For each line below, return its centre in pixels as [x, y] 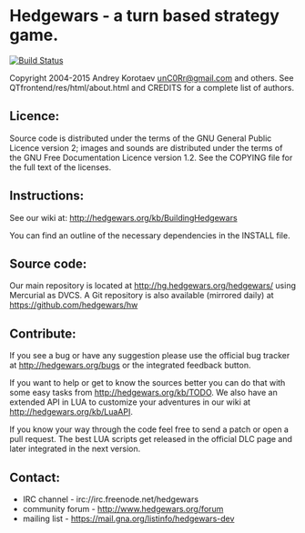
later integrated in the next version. [75, 449]
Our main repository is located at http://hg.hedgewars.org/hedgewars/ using [153, 286]
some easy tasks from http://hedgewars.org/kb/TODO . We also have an [143, 393]
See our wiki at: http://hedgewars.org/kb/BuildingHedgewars [124, 217]
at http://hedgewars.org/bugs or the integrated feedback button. [130, 366]
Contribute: [43, 333]
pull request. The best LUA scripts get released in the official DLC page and [151, 439]
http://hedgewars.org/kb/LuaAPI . [71, 412]
